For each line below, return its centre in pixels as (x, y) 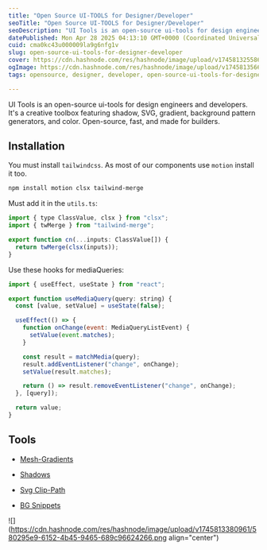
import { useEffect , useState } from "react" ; (87, 284)
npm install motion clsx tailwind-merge (76, 188)
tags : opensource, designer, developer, (76, 75)
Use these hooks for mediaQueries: (66, 269)
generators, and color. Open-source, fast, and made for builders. (114, 121)
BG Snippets (40, 505)
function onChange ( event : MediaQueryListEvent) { (106, 328)
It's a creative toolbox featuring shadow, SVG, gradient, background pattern (132, 113)
